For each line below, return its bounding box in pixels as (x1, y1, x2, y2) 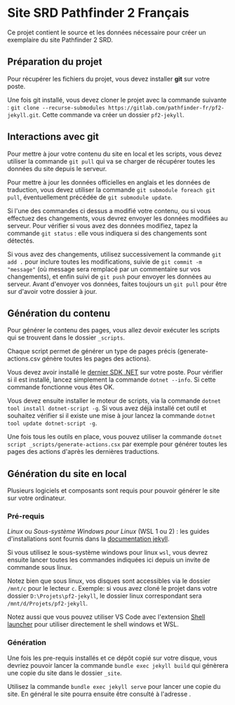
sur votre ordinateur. (7, 494, 67, 502)
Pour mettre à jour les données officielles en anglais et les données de (7, 177, 210, 187)
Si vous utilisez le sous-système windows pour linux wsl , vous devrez (7, 549, 208, 557)
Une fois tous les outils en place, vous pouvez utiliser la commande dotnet (7, 433, 222, 441)
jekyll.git (7, 112, 39, 119)
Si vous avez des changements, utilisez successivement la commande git (7, 250, 222, 258)
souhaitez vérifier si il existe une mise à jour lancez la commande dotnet (7, 412, 216, 420)
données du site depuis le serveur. (7, 164, 107, 173)
